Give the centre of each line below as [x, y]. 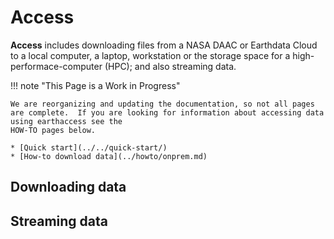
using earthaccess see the [66, 121]
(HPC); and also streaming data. [170, 66]
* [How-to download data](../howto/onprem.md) [109, 156]
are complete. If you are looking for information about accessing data [167, 112]
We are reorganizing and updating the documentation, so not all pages [162, 104]
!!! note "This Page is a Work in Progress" [95, 85]
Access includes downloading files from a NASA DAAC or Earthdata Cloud [164, 45]
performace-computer [56, 66]
